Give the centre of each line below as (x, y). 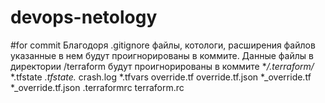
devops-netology (84, 17)
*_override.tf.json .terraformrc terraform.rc (97, 87)
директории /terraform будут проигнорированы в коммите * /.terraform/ (162, 66)
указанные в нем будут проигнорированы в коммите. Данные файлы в (162, 55)
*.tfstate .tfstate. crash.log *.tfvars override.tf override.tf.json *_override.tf (161, 77)
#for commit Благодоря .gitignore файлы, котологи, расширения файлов (163, 45)
